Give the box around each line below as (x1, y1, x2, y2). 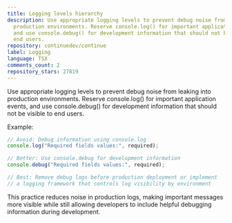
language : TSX (7, 55, 48, 62)
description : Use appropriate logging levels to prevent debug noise (7, 17, 212, 24)
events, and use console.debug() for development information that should (7, 102, 217, 110)
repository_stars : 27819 (7, 68, 79, 75)
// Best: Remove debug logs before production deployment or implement (7, 174, 217, 181)
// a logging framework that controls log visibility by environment (7, 180, 212, 187)
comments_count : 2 (7, 62, 60, 69)
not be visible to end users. (7, 109, 85, 118)
